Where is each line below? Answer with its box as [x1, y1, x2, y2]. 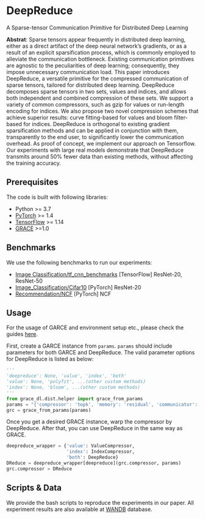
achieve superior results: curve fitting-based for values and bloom [6, 114, 173, 121]
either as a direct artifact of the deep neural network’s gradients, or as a [6, 42, 187, 50]
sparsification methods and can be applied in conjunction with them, [6, 127, 179, 134]
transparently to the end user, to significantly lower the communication [6, 133, 184, 141]
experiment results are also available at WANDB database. [6, 506, 153, 513]
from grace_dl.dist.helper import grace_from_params [6, 395, 143, 401]
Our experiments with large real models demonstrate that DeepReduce [6, 146, 184, 154]
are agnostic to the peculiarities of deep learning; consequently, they [6, 62, 180, 69]
